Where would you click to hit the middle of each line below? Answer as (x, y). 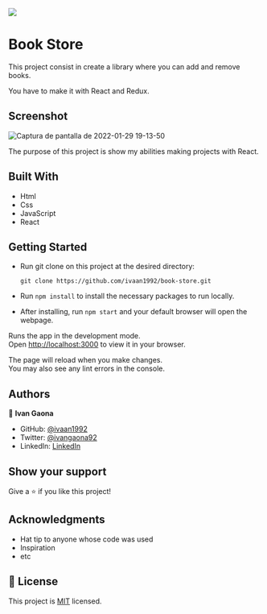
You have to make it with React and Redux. (79, 91)
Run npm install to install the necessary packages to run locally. (127, 296)
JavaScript (38, 213)
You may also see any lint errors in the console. (86, 369)
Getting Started (48, 247)
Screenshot (38, 116)
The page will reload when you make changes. (86, 360)
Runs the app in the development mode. (74, 336)
